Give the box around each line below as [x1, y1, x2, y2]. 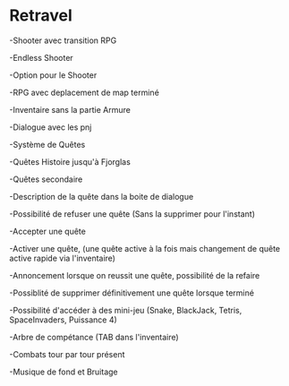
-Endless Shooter [9, 52, 73, 63]
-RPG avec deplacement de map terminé [9, 87, 159, 98]
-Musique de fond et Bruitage [9, 366, 118, 377]
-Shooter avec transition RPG [9, 35, 117, 46]
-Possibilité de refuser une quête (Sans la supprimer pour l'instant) [9, 208, 255, 219]
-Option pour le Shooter [9, 69, 98, 81]
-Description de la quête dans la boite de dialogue [9, 191, 194, 202]
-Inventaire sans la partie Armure [9, 104, 132, 115]
